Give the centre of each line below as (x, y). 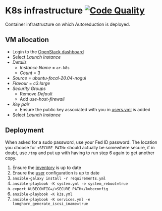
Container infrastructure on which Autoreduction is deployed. (68, 24)
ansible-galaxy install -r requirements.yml (59, 178)
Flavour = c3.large (31, 83)
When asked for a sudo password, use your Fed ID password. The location (81, 142)
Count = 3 (30, 73)
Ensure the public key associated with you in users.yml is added (85, 109)
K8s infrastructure (44, 11)
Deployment (25, 130)
